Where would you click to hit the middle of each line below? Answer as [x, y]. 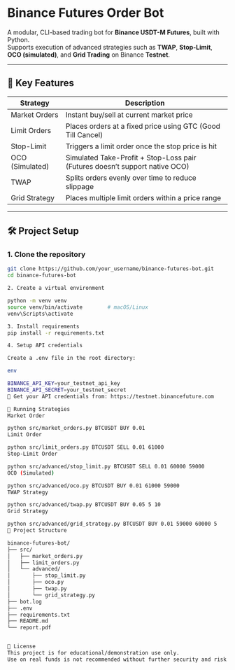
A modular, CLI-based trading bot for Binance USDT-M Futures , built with [114, 32]
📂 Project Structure [37, 531]
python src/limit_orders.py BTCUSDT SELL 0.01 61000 [86, 447]
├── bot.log [24, 601]
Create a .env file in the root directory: [72, 358]
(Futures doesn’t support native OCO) [127, 166]
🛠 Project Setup [43, 231]
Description [145, 103]
